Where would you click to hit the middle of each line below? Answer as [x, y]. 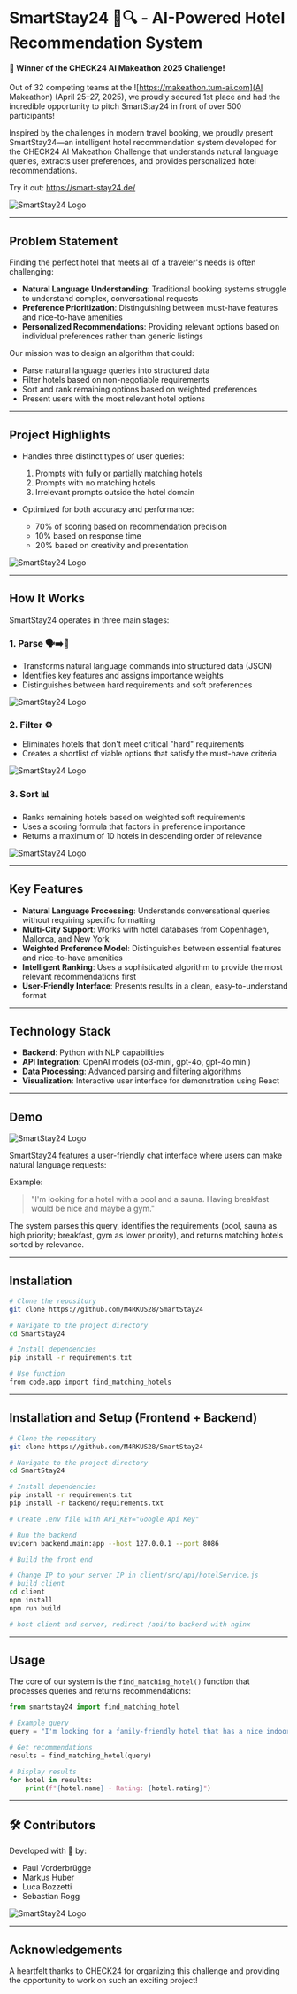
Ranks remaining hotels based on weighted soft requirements [133, 817]
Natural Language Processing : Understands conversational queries [146, 911]
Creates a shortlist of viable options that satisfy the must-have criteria [149, 754]
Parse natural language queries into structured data [116, 370]
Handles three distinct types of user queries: [103, 456]
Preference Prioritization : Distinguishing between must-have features [150, 308]
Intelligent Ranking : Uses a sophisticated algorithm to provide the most [152, 966]
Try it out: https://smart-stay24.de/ [72, 188]
